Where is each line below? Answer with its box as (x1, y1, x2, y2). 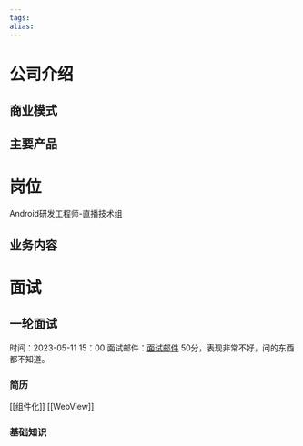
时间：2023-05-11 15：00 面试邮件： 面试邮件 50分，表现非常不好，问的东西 (9, 342, 295, 353)
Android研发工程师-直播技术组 (9, 208, 123, 219)
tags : (9, 13, 30, 23)
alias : (9, 22, 35, 31)
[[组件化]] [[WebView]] (9, 401, 95, 412)
